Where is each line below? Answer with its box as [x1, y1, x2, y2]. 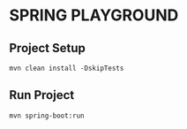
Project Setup [9, 41, 86, 56]
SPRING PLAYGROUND [9, 5, 179, 26]
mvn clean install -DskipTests [9, 64, 124, 72]
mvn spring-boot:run [9, 111, 86, 120]
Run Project [9, 87, 75, 102]
